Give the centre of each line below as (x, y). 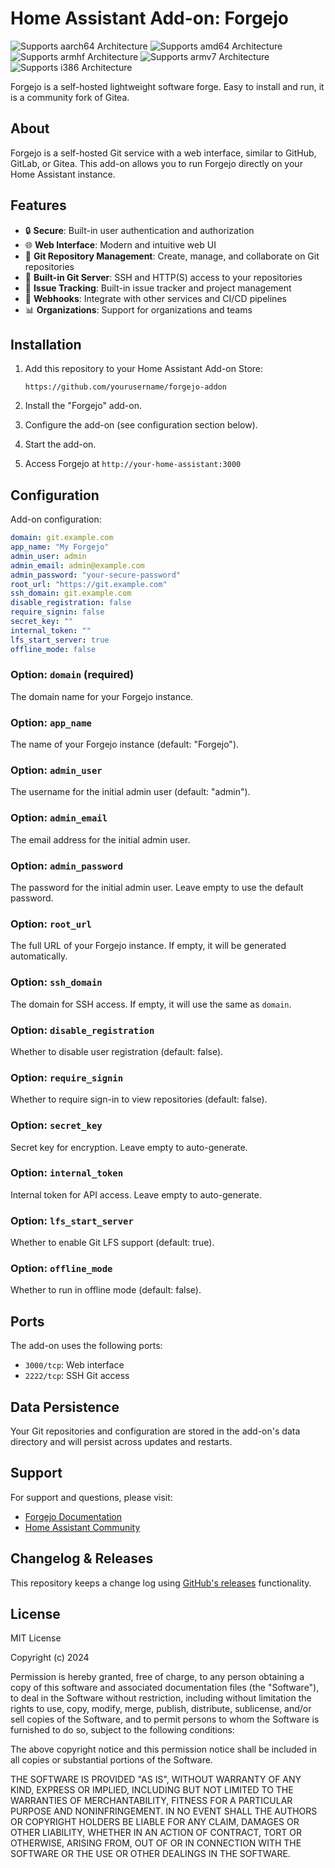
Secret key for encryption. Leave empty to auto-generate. (129, 1147)
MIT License (36, 1638)
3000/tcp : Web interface (74, 1365)
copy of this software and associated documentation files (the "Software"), (165, 1688)
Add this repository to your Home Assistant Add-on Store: (144, 369)
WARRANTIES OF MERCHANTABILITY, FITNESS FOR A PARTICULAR (151, 1801)
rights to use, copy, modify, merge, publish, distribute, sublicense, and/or (161, 1709)
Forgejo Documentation (73, 1516)
